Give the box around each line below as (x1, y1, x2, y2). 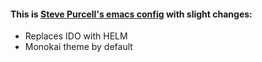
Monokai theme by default (24, 41, 133, 53)
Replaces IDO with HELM (24, 30, 128, 42)
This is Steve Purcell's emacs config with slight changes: (10, 8, 253, 20)
